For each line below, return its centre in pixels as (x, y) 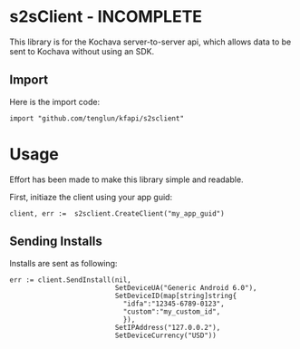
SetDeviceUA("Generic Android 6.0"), (186, 287)
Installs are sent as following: (63, 263)
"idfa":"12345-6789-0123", (174, 304)
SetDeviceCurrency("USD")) (166, 335)
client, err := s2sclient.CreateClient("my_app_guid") (117, 213)
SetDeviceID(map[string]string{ (176, 296)
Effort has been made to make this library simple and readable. (126, 179)
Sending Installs (56, 242)
